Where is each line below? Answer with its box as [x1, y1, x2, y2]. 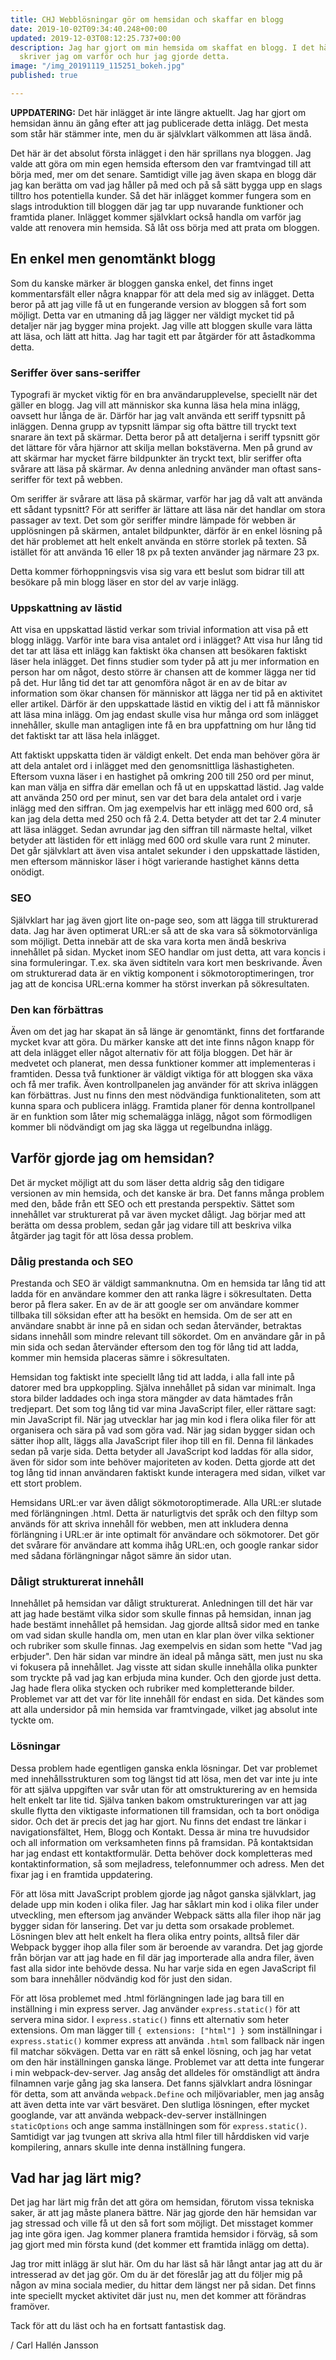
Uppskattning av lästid [10, 601, 123, 615]
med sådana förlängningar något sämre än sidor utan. [10, 1549, 232, 1561]
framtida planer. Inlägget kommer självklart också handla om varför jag [10, 211, 302, 223]
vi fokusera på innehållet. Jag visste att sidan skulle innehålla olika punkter [10, 1661, 318, 1673]
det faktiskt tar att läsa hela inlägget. [10, 730, 160, 742]
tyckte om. [10, 1714, 55, 1726]
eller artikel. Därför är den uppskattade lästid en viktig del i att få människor [10, 698, 321, 710]
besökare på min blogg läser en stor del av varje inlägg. [10, 576, 240, 588]
